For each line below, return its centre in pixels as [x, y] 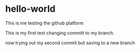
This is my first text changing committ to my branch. [60, 33]
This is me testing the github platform [45, 23]
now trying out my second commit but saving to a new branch [70, 43]
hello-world [31, 9]
